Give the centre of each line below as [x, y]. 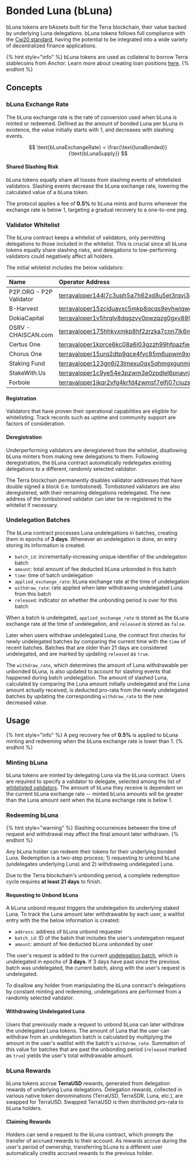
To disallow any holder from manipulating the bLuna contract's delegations [96, 985]
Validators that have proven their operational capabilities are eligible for [92, 411]
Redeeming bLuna [32, 815]
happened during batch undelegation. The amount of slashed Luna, [87, 677]
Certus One [25, 344]
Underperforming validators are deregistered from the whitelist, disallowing [97, 450]
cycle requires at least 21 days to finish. [54, 882]
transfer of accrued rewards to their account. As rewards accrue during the [97, 1141]
